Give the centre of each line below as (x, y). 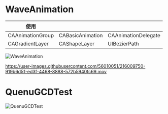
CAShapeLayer (77, 43)
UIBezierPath (124, 43)
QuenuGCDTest (39, 92)
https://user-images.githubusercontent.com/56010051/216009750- (75, 66)
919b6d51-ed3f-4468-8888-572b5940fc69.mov (56, 71)
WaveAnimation (40, 9)
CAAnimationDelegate (134, 35)
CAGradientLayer (28, 43)
